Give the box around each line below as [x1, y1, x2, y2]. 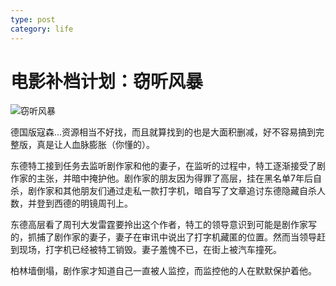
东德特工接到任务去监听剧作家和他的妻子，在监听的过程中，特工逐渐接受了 [10, 160, 317, 172]
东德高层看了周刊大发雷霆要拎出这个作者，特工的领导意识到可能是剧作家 [10, 219, 308, 231]
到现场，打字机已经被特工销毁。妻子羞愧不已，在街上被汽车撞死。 [10, 244, 282, 256]
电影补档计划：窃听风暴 [10, 70, 204, 93]
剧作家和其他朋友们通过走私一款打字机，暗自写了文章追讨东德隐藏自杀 [27, 185, 317, 197]
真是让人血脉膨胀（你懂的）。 [36, 139, 155, 151]
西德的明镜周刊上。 [53, 197, 133, 210]
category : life [10, 24, 74, 34]
